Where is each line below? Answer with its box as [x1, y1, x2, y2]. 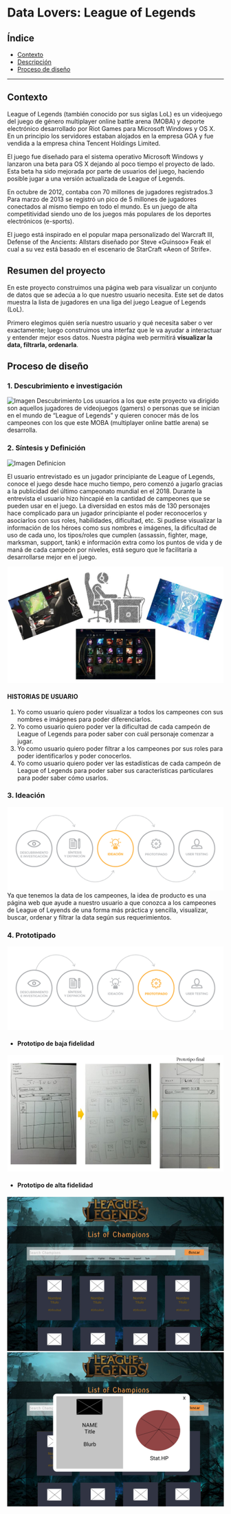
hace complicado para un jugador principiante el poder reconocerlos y [7, 508, 208, 517]
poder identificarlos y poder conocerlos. [16, 751, 132, 760]
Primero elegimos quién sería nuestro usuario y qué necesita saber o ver [7, 318, 213, 326]
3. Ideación [7, 791, 45, 800]
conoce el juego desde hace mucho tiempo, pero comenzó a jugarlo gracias [7, 479, 223, 488]
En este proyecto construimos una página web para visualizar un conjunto [7, 283, 217, 291]
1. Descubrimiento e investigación [7, 381, 122, 391]
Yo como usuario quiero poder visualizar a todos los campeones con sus [16, 707, 223, 716]
